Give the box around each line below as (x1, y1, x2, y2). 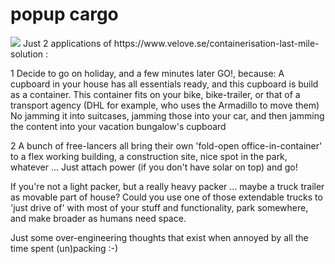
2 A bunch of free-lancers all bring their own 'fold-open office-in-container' (10, 139, 323, 152)
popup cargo (10, 3, 119, 26)
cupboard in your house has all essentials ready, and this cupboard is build (10, 78, 319, 90)
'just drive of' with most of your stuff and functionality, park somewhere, (10, 201, 309, 213)
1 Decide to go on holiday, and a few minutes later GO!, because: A (10, 67, 285, 79)
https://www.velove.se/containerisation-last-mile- (113, 37, 320, 49)
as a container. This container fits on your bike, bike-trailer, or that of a (10, 88, 301, 100)
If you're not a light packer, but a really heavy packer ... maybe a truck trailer (10, 180, 325, 192)
